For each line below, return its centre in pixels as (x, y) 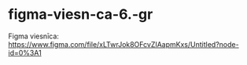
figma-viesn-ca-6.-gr (81, 14)
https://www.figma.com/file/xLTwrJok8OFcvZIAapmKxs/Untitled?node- (124, 44)
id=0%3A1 (25, 52)
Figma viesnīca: (33, 36)
